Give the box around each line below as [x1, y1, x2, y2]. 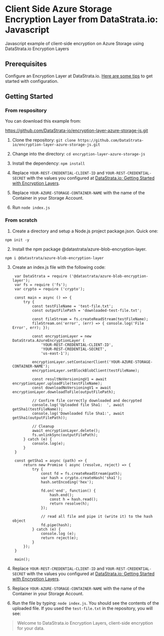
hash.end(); [49, 492, 74, 497]
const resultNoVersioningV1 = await [32, 377, 107, 382]
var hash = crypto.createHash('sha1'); [41, 475, 122, 480]
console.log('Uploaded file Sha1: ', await [32, 402, 124, 407]
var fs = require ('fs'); [14, 282, 68, 287]
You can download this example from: [5, 118, 82, 124]
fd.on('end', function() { [41, 488, 96, 493]
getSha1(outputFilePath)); [12, 415, 68, 420]
